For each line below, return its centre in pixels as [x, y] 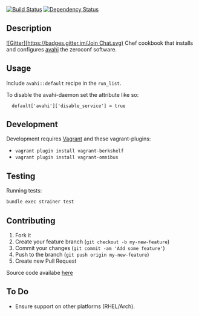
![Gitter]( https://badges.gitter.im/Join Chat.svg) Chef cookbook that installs [100, 43]
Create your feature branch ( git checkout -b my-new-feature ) [92, 242]
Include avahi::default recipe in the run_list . [64, 83]
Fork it [23, 235]
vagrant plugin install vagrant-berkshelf [69, 151]
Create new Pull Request [46, 261]
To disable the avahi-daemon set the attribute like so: [73, 94]
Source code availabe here [40, 272]
